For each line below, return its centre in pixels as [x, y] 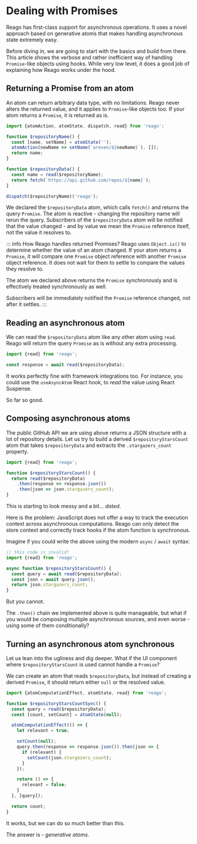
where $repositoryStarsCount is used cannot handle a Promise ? [83, 664]
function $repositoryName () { [43, 137]
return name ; [27, 153]
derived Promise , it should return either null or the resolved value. [86, 682]
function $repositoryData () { [43, 169]
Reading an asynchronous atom [66, 323]
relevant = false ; [44, 785]
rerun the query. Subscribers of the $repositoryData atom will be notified [94, 220]
